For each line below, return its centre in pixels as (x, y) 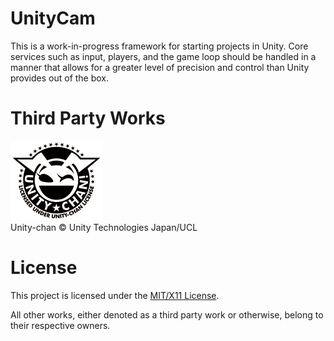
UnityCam (53, 18)
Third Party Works (88, 118)
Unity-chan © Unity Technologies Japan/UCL (104, 227)
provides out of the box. (60, 78)
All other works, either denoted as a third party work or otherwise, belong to (167, 314)
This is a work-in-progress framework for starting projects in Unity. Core (159, 46)
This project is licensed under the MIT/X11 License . (115, 295)
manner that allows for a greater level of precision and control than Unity (160, 67)
